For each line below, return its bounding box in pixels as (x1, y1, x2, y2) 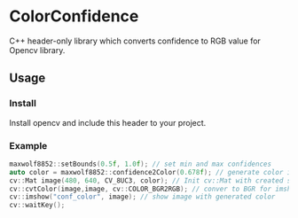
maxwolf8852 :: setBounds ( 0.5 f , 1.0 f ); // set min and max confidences (9, 160, 272, 168)
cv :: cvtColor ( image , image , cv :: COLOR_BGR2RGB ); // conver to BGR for (9, 184, 272, 193)
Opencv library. (9, 44, 66, 55)
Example (9, 139, 48, 152)
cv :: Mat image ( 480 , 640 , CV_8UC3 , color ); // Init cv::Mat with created (9, 175, 284, 185)
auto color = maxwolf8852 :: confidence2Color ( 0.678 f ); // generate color (9, 167, 284, 176)
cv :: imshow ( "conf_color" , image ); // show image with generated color (9, 192, 276, 201)
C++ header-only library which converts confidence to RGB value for (9, 35, 262, 46)
